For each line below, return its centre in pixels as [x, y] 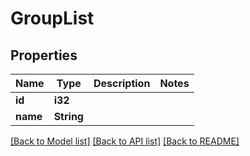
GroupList [52, 18]
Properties [44, 55]
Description [122, 83]
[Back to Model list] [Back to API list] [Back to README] [125, 141]
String [68, 116]
